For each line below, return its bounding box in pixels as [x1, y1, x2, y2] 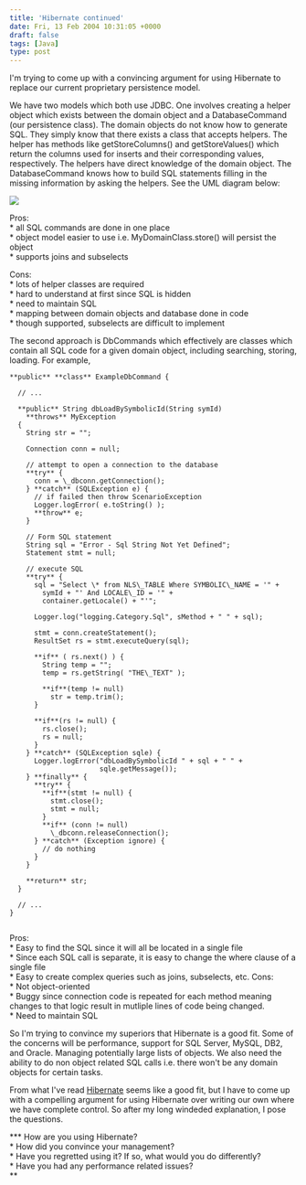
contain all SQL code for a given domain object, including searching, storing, [9, 345, 297, 357]
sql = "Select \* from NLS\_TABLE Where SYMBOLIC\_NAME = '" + [33, 581, 280, 590]
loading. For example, [9, 355, 91, 366]
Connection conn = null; [26, 444, 121, 454]
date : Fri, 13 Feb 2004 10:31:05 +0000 [9, 22, 162, 31]
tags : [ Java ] [9, 38, 59, 48]
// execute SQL [26, 564, 84, 574]
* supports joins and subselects [9, 251, 130, 262]
